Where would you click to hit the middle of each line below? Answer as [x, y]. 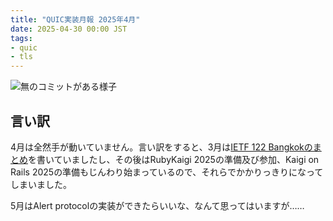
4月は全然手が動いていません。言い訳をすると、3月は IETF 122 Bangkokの [161, 147]
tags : [21, 38]
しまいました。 [41, 184]
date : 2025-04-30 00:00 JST [69, 29]
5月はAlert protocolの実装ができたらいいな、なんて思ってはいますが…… [157, 205]
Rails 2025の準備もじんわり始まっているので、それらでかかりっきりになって [167, 172]
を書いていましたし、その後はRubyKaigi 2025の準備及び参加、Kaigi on [174, 159]
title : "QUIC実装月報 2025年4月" [75, 19]
